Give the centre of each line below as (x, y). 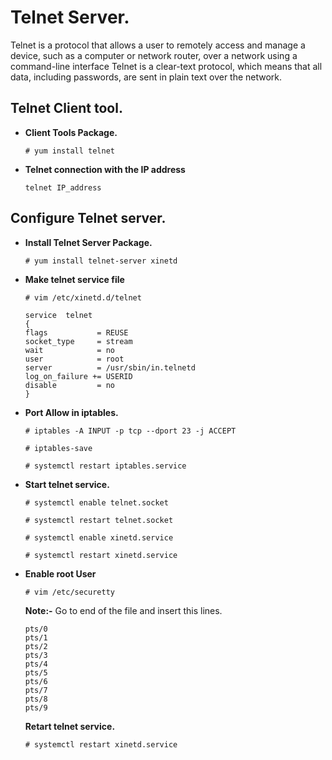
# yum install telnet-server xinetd (101, 261)
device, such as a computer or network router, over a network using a (154, 55)
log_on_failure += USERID (78, 376)
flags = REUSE (76, 332)
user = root (74, 359)
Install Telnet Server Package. (88, 242)
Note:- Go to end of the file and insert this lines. (123, 610)
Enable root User (60, 573)
